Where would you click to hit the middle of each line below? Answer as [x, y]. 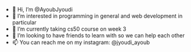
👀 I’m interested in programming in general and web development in [97, 16]
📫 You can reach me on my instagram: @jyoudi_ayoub [81, 42]
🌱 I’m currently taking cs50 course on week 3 [69, 29]
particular [24, 22]
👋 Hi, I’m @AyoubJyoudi [42, 9]
